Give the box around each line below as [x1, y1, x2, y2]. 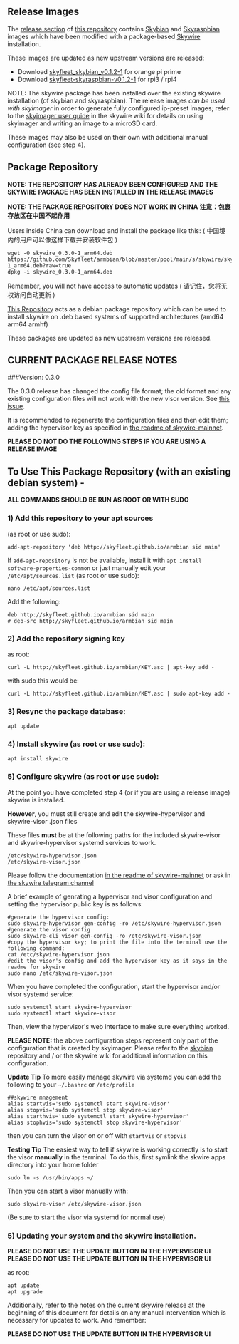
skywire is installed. [7, 795, 65, 804]
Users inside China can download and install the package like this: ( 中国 [7, 226, 220, 234]
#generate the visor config [7, 926, 91, 933]
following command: [7, 944, 65, 952]
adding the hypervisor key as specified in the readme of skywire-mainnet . [7, 423, 224, 432]
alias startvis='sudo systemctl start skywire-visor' [7, 1100, 171, 1107]
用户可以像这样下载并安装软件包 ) [19, 235, 118, 244]
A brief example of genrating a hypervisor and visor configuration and [7, 892, 212, 901]
